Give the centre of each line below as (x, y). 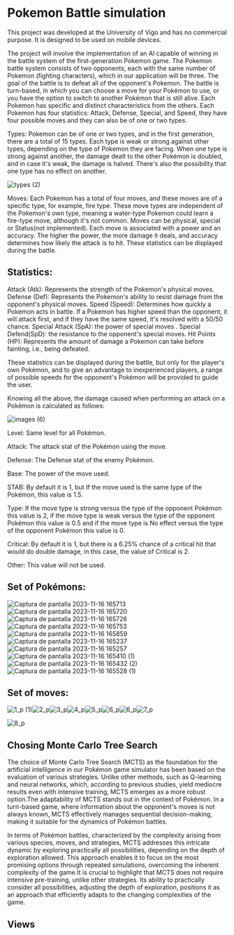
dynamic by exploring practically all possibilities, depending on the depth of (116, 850)
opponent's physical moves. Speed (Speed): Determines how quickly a (109, 304)
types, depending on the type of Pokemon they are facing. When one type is (117, 148)
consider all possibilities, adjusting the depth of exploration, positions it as (114, 887)
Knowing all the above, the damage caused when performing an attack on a (116, 398)
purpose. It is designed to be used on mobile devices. (85, 39)
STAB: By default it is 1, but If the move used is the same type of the (105, 487)
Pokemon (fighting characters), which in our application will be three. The (113, 76)
